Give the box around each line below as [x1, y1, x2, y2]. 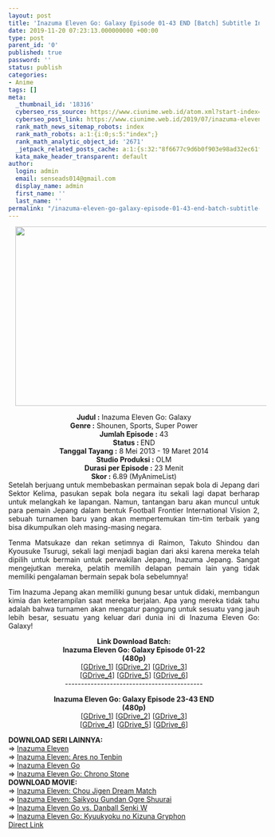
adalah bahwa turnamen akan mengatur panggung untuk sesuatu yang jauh [8, 604, 260, 614]
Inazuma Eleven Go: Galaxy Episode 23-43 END [53, 694, 214, 704]
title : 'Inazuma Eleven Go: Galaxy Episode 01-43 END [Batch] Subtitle [8, 19, 251, 27]
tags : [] [8, 85, 37, 94]
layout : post [8, 11, 52, 20]
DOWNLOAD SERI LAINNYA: [8, 735, 104, 745]
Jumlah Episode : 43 [99, 430, 169, 439]
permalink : [8, 204, 45, 212]
